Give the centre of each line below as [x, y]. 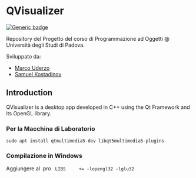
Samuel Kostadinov [38, 74]
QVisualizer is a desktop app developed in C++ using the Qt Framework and [98, 107]
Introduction [29, 93]
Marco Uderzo [32, 68]
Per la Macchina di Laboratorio [51, 128]
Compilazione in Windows [44, 156]
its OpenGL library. [29, 113]
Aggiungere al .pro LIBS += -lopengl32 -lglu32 [70, 169]
